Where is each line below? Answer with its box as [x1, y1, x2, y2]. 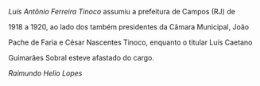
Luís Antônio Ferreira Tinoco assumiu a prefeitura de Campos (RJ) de [8, 7, 236, 16]
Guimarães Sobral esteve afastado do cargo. [8, 53, 155, 62]
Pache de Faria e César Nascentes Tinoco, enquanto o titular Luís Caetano [8, 37, 253, 47]
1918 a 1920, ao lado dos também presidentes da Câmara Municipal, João [8, 22, 250, 31]
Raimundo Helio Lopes [8, 68, 83, 78]
